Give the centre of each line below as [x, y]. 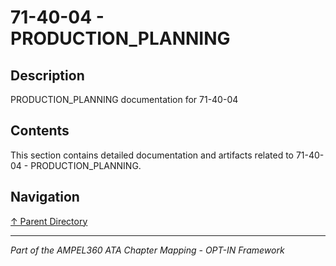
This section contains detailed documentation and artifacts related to [152, 155]
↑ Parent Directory [49, 221]
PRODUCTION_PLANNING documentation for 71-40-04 [124, 99]
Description [47, 75]
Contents [40, 131]
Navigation [45, 197]
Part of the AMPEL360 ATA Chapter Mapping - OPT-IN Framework [147, 250]
